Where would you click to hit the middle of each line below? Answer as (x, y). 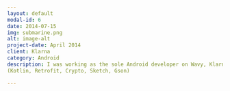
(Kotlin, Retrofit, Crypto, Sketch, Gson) (68, 70)
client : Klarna (29, 52)
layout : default (30, 13)
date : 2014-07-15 (32, 26)
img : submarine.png (35, 32)
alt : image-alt (29, 39)
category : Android (33, 58)
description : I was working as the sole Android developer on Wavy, (107, 64)
